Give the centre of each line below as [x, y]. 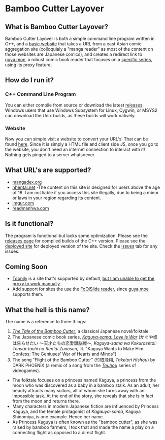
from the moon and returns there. [46, 401]
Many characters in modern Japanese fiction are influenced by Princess [85, 406]
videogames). [26, 371]
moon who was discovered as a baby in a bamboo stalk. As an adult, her [86, 385]
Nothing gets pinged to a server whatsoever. [50, 154]
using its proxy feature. [29, 65]
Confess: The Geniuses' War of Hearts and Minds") [64, 354]
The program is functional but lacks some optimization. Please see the [76, 236]
